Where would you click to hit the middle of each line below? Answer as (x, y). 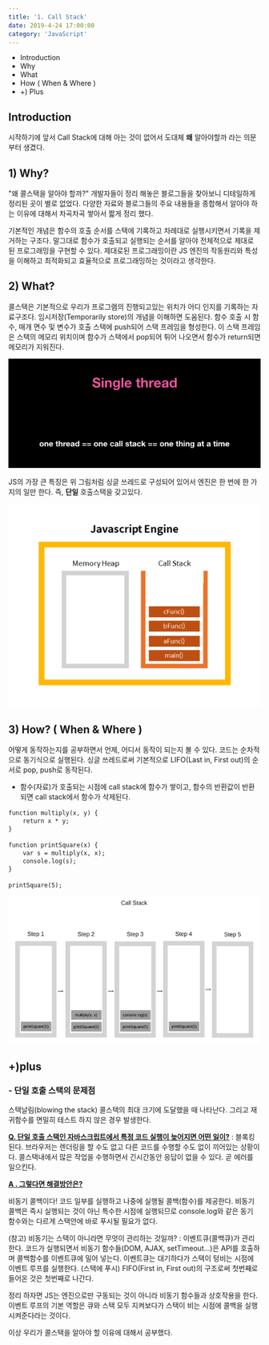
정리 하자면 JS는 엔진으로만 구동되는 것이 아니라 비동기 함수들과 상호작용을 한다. (133, 1295)
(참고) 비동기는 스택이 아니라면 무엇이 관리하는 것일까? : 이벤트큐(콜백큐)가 (124, 1238)
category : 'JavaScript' (48, 34)
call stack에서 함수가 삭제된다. (82, 797)
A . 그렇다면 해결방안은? (46, 1184)
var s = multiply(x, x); (64, 853)
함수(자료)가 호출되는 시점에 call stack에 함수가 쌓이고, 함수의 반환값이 (130, 787)
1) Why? (29, 173)
